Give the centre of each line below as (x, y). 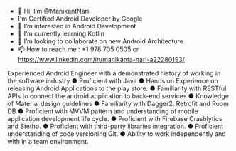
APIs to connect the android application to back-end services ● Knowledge (118, 96)
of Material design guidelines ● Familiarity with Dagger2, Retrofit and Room (118, 104)
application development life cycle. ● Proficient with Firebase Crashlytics (115, 119)
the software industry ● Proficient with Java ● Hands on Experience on (113, 81)
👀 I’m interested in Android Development (77, 26)
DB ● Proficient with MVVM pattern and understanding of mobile (103, 111)
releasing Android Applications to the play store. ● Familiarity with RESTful (117, 88)
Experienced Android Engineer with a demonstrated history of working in (114, 73)
